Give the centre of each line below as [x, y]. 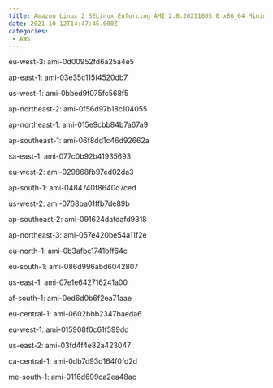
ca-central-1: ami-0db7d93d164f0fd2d [73, 361]
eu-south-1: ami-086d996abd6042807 [74, 267]
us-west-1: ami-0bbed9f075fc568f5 [69, 94]
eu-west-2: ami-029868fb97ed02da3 [71, 172]
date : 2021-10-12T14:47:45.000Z [63, 24]
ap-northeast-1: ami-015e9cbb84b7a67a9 [78, 125]
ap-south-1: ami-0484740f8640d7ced [72, 188]
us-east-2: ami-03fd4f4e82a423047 [70, 346]
